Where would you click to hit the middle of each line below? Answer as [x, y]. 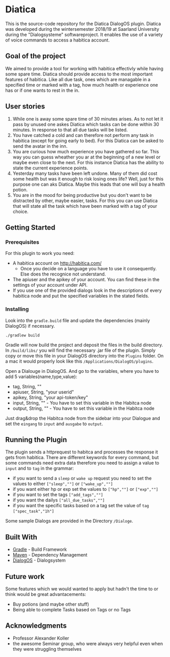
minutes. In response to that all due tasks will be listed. [70, 130]
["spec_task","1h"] [33, 511]
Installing [17, 309]
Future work [25, 576]
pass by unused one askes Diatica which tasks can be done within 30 [86, 124]
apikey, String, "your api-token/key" [50, 397]
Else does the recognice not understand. [63, 274]
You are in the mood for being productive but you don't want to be [82, 195]
